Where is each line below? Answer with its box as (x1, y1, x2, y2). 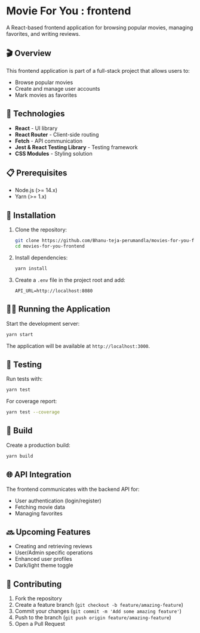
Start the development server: (6, 320, 80, 327)
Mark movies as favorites (14, 91, 78, 98)
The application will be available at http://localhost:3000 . (6, 342, 150, 350)
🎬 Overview (6, 48, 52, 58)
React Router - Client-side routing (14, 131, 99, 138)
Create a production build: (6, 441, 70, 449)
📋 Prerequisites (6, 168, 67, 178)
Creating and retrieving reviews (14, 543, 93, 550)
